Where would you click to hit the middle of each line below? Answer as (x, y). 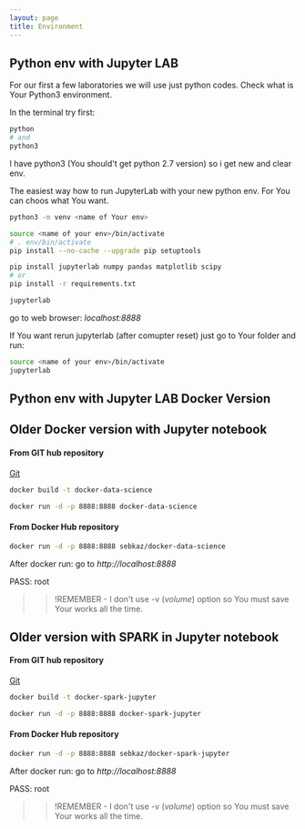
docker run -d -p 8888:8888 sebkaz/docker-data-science (117, 546)
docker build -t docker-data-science (81, 490)
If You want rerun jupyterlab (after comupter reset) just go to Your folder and (152, 335)
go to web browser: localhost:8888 (75, 317)
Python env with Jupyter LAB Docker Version (140, 399)
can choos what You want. (59, 200)
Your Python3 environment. (61, 95)
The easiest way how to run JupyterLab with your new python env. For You (150, 190)
